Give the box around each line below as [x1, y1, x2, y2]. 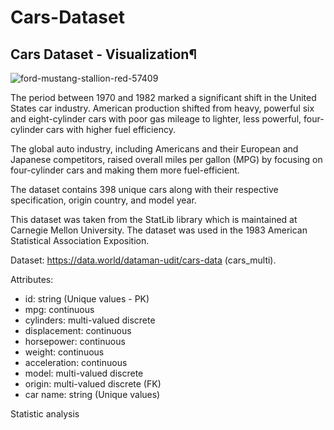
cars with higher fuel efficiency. [45, 124, 176, 135]
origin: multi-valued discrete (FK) [24, 378, 162, 390]
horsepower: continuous [24, 336, 126, 347]
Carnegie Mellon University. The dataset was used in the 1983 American [10, 224, 308, 236]
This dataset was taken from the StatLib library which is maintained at [10, 214, 298, 225]
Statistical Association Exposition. [10, 235, 150, 246]
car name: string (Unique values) [24, 389, 161, 400]
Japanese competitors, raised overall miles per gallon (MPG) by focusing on [10, 154, 323, 165]
